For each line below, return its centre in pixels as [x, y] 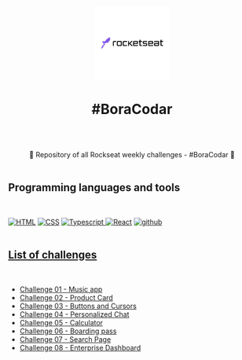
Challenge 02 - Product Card [66, 297]
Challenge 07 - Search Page [65, 339]
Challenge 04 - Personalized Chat [74, 314]
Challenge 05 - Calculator [61, 322]
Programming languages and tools [94, 187]
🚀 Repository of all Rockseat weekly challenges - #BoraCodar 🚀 [132, 154]
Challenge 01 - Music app [61, 289]
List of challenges [53, 255]
